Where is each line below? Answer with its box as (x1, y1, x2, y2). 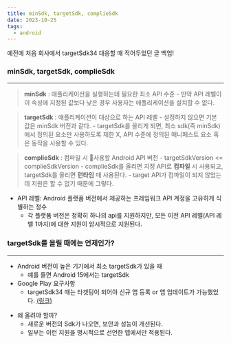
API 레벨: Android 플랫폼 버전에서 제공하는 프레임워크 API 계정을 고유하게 (16, 194, 214, 202)
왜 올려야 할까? (16, 311, 58, 319)
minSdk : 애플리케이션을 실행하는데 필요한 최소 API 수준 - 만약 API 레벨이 (23, 90, 222, 98)
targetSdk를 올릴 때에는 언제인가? (7, 238, 115, 248)
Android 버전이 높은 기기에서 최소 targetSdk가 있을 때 (16, 262, 163, 270)
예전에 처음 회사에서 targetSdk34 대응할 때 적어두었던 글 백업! (7, 49, 174, 57)
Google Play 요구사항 (16, 279, 76, 287)
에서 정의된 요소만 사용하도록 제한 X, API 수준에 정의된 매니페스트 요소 (23, 130, 212, 138)
